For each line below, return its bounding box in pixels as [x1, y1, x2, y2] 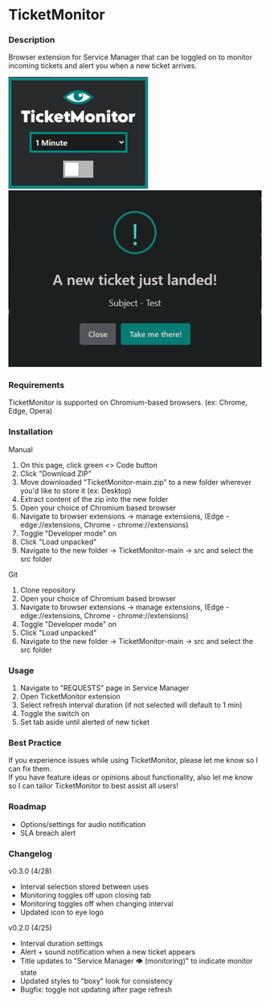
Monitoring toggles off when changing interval [19, 898, 174, 908]
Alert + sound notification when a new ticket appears [19, 947, 196, 956]
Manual [8, 444, 34, 454]
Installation [8, 426, 54, 438]
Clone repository [19, 584, 76, 595]
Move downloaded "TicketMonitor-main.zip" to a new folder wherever [19, 477, 252, 487]
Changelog [8, 848, 52, 859]
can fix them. [8, 764, 52, 774]
